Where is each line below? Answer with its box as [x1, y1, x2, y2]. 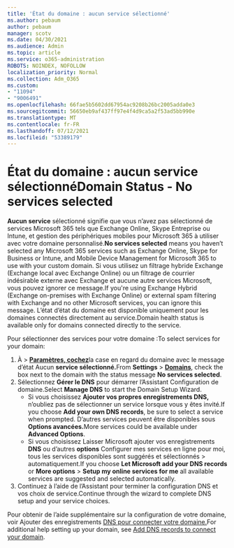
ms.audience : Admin [7, 43, 64, 50]
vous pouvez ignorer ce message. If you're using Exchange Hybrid [7, 284, 198, 293]
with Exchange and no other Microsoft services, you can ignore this [7, 299, 202, 307]
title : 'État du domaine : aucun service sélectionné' [7, 10, 170, 17]
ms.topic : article [7, 50, 61, 57]
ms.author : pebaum [7, 17, 61, 24]
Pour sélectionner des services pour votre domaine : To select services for [7, 335, 221, 343]
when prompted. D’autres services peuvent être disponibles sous [27, 415, 216, 423]
